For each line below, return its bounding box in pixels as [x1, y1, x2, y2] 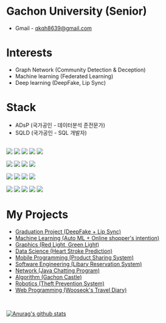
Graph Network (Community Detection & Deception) [15, 66, 146, 73]
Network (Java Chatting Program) [15, 267, 100, 274]
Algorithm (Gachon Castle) [15, 273, 82, 280]
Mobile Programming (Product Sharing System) [15, 253, 134, 261]
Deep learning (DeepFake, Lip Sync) [15, 79, 106, 86]
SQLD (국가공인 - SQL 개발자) [15, 129, 87, 136]
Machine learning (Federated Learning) [15, 72, 114, 80]
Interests [6, 46, 53, 60]
